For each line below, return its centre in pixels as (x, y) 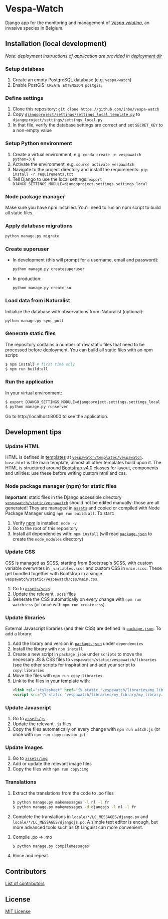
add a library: (19, 634)
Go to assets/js (29, 719)
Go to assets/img (30, 758)
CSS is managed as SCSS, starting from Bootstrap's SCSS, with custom (79, 563)
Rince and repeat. (31, 856)
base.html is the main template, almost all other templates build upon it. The (83, 463)
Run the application (29, 382)
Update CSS (20, 552)
